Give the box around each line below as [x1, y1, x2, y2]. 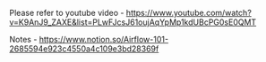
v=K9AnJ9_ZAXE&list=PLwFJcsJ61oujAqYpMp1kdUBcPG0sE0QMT [9, 17, 257, 27]
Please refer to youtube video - [9, 8, 124, 18]
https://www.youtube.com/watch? [125, 8, 253, 18]
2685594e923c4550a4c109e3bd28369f [9, 43, 159, 54]
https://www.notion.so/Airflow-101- [39, 35, 168, 44]
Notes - [9, 35, 38, 44]
